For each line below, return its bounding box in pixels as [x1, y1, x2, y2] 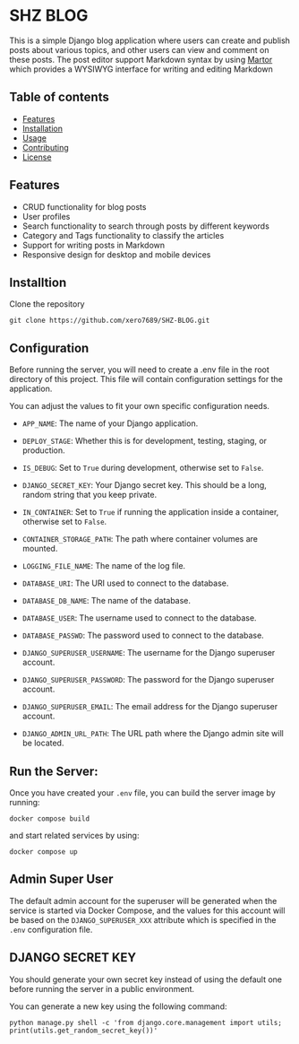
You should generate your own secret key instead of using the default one [9, 974, 283, 985]
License [21, 152, 52, 162]
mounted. [21, 544, 58, 554]
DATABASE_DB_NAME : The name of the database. [21, 596, 191, 606]
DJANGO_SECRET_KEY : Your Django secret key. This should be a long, [21, 480, 267, 491]
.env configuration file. [9, 924, 93, 935]
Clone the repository [9, 299, 85, 309]
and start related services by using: [9, 831, 140, 840]
